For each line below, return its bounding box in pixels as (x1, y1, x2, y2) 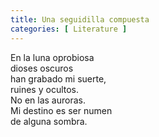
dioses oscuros (10, 62, 74, 74)
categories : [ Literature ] (10, 24, 128, 34)
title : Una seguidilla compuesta (10, 14, 150, 25)
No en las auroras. (10, 94, 86, 106)
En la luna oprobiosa (10, 51, 95, 63)
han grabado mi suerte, (10, 72, 107, 85)
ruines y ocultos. (10, 83, 80, 95)
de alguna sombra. (10, 115, 88, 127)
